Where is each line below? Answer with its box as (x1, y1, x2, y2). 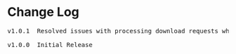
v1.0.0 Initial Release (7, 41, 93, 48)
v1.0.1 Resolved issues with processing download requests (7, 27, 219, 35)
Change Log (7, 4, 79, 20)
